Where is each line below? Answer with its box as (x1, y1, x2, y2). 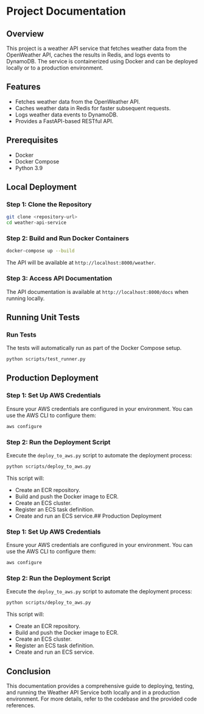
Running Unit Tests (6, 312, 80, 323)
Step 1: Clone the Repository (6, 200, 92, 209)
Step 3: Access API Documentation (6, 274, 113, 283)
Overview (6, 29, 44, 39)
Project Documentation (6, 4, 126, 18)
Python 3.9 (15, 164, 43, 171)
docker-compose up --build (6, 248, 75, 254)
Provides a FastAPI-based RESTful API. (15, 117, 114, 124)
